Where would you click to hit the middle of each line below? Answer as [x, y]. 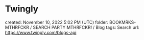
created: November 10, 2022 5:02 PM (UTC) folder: [57, 22]
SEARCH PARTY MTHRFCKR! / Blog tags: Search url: [86, 27]
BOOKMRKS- [123, 22]
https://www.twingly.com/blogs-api [41, 32]
